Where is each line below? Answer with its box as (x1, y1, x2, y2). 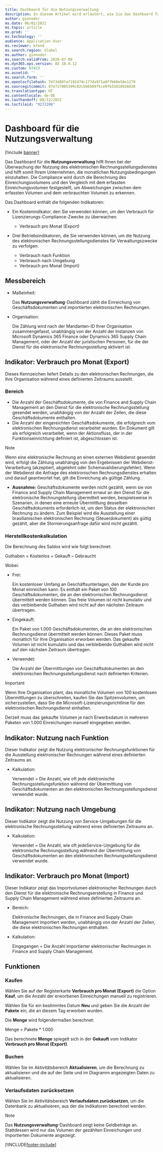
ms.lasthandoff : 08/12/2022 (5, 98, 62, 103)
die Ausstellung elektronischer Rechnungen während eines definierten (5, 752, 146, 758)
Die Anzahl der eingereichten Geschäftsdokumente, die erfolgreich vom (12, 420, 156, 425)
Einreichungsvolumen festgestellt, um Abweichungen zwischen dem (5, 184, 142, 190)
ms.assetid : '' (5, 71, 36, 75)
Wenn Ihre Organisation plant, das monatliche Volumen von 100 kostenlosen (5, 690, 157, 695)
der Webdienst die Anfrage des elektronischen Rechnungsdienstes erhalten (5, 470, 157, 476)
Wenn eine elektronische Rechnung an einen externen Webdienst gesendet (5, 454, 156, 460)
